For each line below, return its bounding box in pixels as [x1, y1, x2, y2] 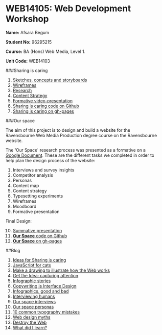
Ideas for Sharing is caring [12, 257, 67, 263]
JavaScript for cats [12, 262, 51, 268]
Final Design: [5, 218, 32, 224]
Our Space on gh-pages [12, 238, 62, 244]
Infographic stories [12, 278, 51, 284]
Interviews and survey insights [12, 167, 75, 173]
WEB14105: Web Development [5, 3, 131, 14]
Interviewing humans [12, 293, 55, 299]
